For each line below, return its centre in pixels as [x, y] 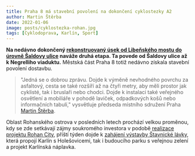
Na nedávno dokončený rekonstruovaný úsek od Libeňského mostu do [94, 50]
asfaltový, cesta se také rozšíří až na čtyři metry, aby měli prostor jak [103, 86]
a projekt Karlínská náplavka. [41, 147]
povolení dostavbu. [29, 68]
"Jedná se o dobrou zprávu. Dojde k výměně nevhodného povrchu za [104, 80]
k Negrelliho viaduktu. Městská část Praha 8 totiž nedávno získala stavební [98, 63]
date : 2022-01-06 [27, 22]
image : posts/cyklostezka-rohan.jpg [51, 28]
